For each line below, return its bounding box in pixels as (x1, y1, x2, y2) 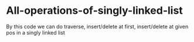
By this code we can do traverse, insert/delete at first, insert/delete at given (6, 23, 189, 30)
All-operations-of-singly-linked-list (6, 4, 183, 17)
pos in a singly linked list (6, 29, 66, 36)
